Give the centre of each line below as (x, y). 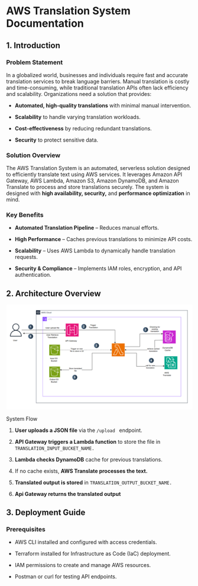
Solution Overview (33, 155)
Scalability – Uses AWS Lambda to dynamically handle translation (95, 251)
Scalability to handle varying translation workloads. (77, 117)
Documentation (45, 23)
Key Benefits (25, 215)
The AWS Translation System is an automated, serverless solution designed (98, 168)
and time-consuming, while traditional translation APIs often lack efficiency (97, 88)
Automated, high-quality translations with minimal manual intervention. (103, 105)
